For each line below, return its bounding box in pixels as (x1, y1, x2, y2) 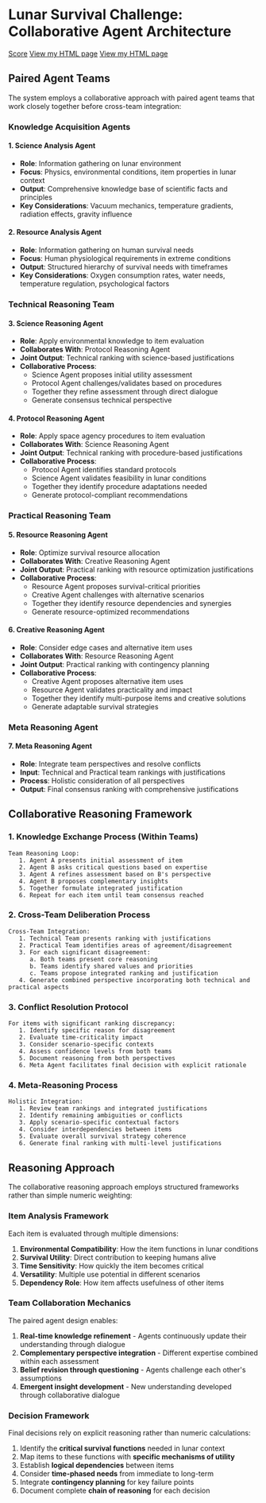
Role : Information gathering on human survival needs (19, 245, 195, 255)
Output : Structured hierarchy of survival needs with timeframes (19, 262, 229, 272)
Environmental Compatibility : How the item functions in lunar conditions (19, 1244, 259, 1253)
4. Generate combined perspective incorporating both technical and (18, 976, 250, 984)
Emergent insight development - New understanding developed (19, 1381, 232, 1391)
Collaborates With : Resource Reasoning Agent (19, 651, 174, 661)
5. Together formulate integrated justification (18, 884, 183, 892)
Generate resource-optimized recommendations (31, 607, 191, 616)
